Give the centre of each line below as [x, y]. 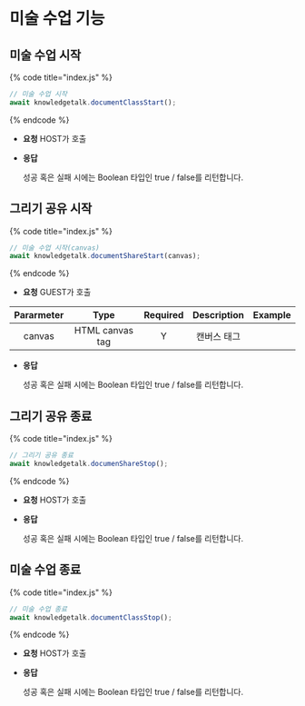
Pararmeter [39, 315]
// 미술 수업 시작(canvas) [54, 248]
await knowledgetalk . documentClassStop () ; [91, 617]
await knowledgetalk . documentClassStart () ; [93, 102]
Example [272, 315]
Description [218, 315]
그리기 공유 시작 [51, 209]
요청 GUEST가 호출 [57, 293]
